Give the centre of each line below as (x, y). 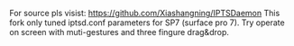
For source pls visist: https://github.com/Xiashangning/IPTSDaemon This (145, 13)
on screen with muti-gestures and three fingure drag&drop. (119, 32)
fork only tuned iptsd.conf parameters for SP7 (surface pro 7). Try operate (147, 23)
